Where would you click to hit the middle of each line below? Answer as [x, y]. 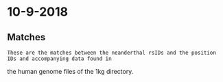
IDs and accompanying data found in [59, 59]
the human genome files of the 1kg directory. [70, 71]
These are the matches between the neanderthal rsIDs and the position [111, 53]
